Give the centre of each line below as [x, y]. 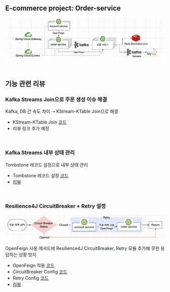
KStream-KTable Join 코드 [39, 122]
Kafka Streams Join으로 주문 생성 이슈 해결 [56, 99]
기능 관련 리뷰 [25, 84]
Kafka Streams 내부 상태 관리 [40, 153]
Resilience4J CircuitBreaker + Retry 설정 [56, 206]
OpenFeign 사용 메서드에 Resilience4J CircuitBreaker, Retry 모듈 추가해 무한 [82, 248]
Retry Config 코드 [31, 278]
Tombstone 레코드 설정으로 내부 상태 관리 [47, 164]
